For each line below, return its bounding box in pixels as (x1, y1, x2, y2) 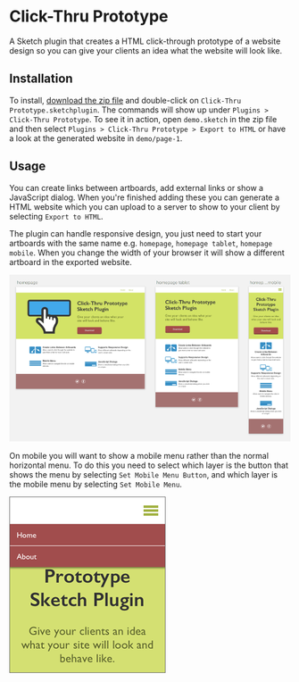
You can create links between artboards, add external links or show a (9, 182, 264, 193)
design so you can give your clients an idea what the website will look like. (9, 45, 283, 55)
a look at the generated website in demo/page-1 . (9, 132, 183, 144)
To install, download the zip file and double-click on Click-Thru (9, 95, 242, 105)
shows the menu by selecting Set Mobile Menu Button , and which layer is (9, 469, 278, 479)
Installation (9, 71, 73, 87)
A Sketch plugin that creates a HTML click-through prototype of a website (9, 36, 281, 46)
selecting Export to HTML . (9, 211, 104, 221)
